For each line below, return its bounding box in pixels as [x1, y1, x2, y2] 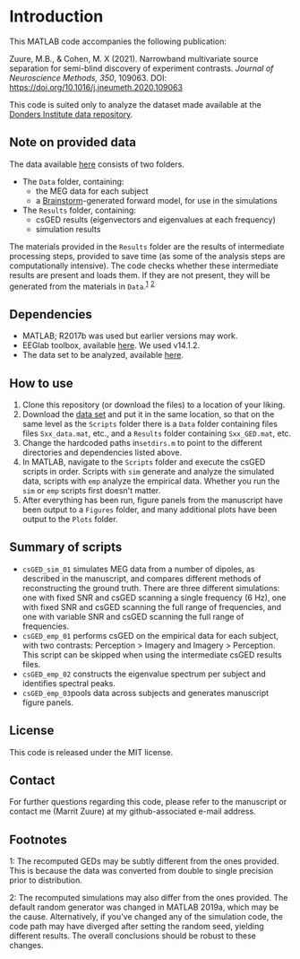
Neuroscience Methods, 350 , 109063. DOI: [9, 72, 167, 83]
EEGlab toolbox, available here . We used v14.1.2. [21, 340, 201, 351]
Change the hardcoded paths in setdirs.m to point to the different [21, 438, 262, 449]
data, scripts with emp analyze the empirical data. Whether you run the [21, 475, 280, 486]
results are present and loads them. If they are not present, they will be [9, 269, 270, 280]
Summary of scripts [9, 540, 123, 555]
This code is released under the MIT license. [9, 746, 174, 757]
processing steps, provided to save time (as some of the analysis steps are [9, 250, 286, 261]
